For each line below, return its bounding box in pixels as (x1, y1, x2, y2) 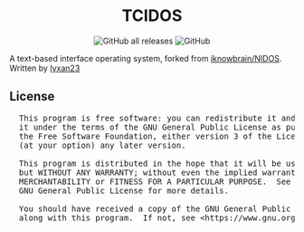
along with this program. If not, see (18, 212, 196, 223)
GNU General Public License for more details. (18, 185, 229, 196)
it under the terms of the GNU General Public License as (18, 121, 282, 132)
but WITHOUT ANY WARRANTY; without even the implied (18, 167, 258, 178)
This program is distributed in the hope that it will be (18, 158, 282, 169)
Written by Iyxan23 (9, 63, 81, 73)
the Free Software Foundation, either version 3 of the (18, 130, 272, 141)
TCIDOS (121, 5, 183, 26)
